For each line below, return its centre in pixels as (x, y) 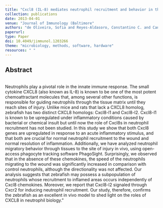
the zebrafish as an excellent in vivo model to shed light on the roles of (76, 195)
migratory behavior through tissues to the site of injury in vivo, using (73, 149)
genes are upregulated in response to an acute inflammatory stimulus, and (79, 133)
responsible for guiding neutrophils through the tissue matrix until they (75, 102)
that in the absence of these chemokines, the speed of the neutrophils (75, 159)
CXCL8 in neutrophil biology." (34, 200)
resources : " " (20, 50)
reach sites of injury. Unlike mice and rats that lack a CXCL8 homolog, (75, 107)
